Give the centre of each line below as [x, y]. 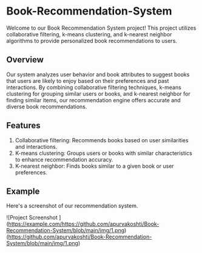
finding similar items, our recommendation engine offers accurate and [93, 100]
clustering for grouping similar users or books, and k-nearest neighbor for [98, 94]
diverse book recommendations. [47, 107]
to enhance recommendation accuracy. [64, 159]
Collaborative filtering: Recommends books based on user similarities [102, 140]
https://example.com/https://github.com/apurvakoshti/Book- [84, 224]
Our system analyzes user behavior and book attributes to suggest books [98, 74]
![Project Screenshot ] [34, 218]
